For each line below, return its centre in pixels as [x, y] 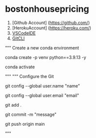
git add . [13, 105]
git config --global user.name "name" [43, 86]
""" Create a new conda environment [42, 48]
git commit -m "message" [31, 114]
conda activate [20, 67]
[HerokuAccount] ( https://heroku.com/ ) [52, 28]
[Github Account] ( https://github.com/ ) [51, 23]
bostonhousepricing [47, 9]
